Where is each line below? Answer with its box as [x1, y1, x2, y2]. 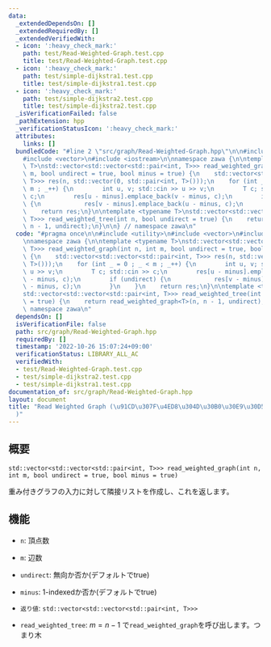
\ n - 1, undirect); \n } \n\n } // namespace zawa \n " [23, 222, 197, 230]
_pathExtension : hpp [15, 117, 85, 125]
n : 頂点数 [19, 535, 50, 545]
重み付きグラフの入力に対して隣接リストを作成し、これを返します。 [8, 486, 234, 496]
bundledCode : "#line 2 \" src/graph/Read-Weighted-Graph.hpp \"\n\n [15, 147, 244, 155]
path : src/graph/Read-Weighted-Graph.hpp [15, 328, 157, 336]
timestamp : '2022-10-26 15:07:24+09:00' [15, 343, 153, 351]
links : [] [23, 139, 56, 148]
